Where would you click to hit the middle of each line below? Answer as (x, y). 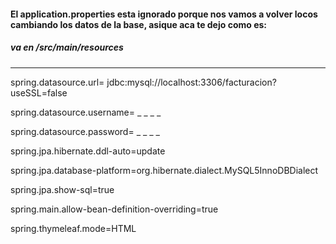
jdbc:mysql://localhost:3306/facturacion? (191, 82)
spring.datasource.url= (57, 82)
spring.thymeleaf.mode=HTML (73, 228)
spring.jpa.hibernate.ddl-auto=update (88, 151)
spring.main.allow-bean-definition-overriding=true (114, 209)
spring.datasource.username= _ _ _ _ (86, 112)
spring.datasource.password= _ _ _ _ (85, 131)
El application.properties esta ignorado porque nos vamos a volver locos (164, 14)
